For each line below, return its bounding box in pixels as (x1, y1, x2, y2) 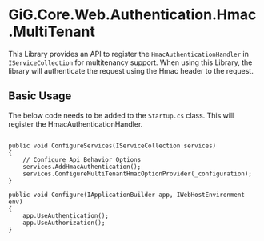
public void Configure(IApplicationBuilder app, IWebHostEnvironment (8, 191, 246, 199)
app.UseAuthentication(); (22, 211, 110, 219)
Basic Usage (8, 90, 72, 103)
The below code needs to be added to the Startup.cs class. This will (8, 110, 234, 120)
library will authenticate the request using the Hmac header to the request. (8, 66, 254, 75)
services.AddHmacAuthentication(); (22, 163, 142, 171)
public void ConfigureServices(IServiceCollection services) (8, 142, 217, 150)
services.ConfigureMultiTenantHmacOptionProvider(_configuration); (22, 170, 252, 178)
